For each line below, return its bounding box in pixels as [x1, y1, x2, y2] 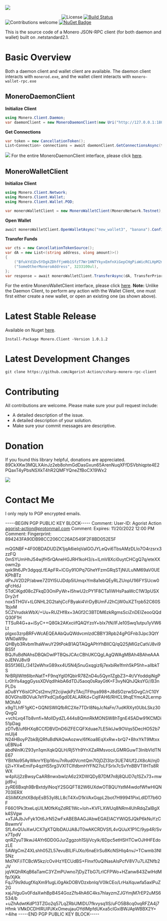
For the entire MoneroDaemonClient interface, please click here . [11, 153, 143, 159]
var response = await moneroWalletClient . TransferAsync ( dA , [5, 273, 133, 279]
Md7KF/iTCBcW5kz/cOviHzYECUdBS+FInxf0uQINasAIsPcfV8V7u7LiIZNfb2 [5, 858, 161, 864]
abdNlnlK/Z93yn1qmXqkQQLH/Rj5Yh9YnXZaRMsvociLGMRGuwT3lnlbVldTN [5, 747, 161, 753]
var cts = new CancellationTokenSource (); [5, 246, 94, 251]
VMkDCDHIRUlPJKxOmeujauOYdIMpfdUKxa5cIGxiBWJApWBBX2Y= [17, 906, 157, 912]
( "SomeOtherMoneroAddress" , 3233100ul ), [14, 264, 99, 269]
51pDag [5, 721, 21, 727]
